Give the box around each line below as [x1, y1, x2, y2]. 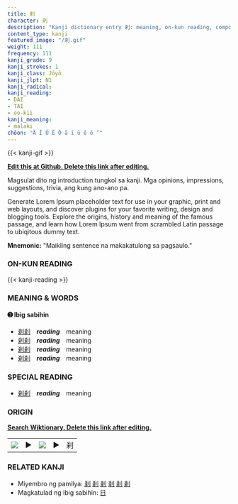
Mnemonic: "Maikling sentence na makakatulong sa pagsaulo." [7, 241, 193, 250]
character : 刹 [7, 17, 48, 24]
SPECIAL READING [7, 372, 73, 382]
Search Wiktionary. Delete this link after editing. [7, 423, 152, 432]
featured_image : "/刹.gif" [7, 37, 86, 44]
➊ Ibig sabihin [7, 310, 50, 319]
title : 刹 [7, 10, 35, 18]
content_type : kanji [7, 30, 69, 38]
